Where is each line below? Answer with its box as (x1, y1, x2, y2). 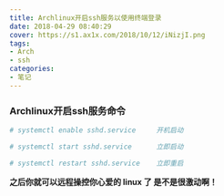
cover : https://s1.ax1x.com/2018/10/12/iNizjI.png (9, 30, 206, 39)
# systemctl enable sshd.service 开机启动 (9, 126, 184, 135)
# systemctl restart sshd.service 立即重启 (9, 159, 184, 168)
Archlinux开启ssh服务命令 (9, 104, 126, 117)
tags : (9, 38, 30, 48)
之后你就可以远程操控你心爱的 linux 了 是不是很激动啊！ (9, 176, 219, 187)
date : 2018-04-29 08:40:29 (9, 22, 112, 31)
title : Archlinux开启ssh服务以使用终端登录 (9, 13, 162, 23)
